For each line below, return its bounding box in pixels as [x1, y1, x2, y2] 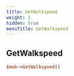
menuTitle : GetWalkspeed [6, 25, 69, 32]
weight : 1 [6, 14, 31, 21]
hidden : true [6, 20, 39, 26]
